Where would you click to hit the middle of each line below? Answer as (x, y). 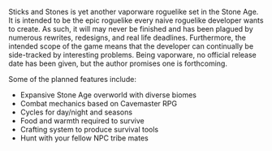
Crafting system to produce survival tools (89, 129)
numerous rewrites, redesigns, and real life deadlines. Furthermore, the (127, 37)
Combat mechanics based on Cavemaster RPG (98, 104)
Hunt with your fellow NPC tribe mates (84, 138)
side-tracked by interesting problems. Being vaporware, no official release (133, 55)
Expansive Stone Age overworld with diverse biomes (108, 95)
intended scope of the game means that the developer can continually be (131, 46)
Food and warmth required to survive (82, 121)
